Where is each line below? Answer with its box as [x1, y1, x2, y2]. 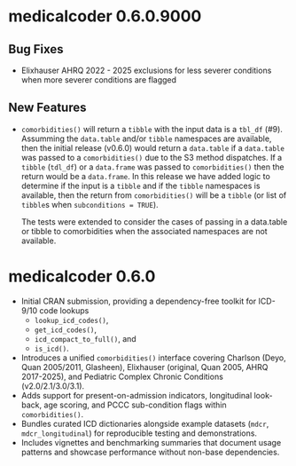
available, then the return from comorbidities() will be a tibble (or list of [20, 189, 287, 201]
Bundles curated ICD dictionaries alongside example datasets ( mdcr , [20, 418, 269, 429]
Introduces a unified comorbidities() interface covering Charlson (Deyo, [20, 352, 287, 363]
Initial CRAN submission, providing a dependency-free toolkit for [20, 296, 257, 306]
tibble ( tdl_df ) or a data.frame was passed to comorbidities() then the [20, 162, 284, 172]
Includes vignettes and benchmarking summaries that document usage [20, 437, 282, 447]
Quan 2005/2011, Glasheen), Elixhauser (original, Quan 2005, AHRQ [20, 361, 269, 372]
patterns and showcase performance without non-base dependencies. [20, 446, 280, 457]
